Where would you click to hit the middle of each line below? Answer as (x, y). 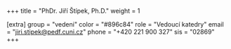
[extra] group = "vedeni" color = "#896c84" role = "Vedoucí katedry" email (115, 24)
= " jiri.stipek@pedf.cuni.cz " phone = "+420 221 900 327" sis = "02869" (111, 32)
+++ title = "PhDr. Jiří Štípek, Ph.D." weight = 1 (73, 11)
